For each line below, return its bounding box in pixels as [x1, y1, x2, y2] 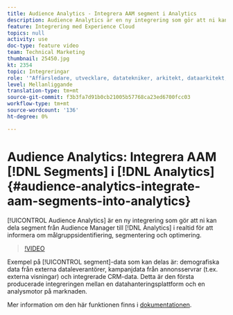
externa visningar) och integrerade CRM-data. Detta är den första [7, 272, 194, 280]
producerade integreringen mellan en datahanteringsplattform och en [7, 280, 206, 288]
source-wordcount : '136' [7, 107, 79, 114]
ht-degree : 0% [7, 113, 49, 120]
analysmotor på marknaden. [7, 287, 88, 295]
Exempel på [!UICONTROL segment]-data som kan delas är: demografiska [7, 258, 220, 266]
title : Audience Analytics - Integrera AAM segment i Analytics [7, 10, 197, 17]
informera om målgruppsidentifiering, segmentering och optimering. [7, 231, 202, 239]
